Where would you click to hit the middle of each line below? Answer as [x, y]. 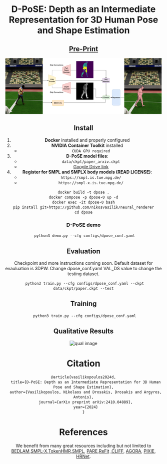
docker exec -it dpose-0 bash [83, 202]
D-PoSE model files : [87, 156]
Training [83, 304]
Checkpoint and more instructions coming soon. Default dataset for [83, 263]
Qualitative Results [83, 331]
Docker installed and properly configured [87, 140]
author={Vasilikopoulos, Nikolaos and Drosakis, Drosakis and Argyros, [85, 392]
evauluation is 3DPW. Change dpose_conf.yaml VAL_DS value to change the [83, 268]
